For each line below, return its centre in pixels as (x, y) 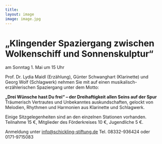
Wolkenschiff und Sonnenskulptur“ (79, 54)
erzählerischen (20, 87)
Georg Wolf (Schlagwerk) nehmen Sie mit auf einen (57, 82)
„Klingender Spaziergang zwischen (80, 43)
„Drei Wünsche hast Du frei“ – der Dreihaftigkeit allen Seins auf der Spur (81, 97)
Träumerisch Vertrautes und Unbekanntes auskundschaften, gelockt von (79, 102)
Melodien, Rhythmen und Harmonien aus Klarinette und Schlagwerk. (75, 108)
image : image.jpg (23, 19)
